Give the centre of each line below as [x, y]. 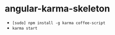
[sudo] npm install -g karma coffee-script [59, 23]
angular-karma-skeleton [57, 9]
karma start [25, 28]
